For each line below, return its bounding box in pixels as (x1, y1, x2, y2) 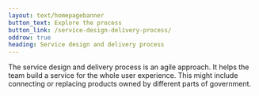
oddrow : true (8, 33, 51, 42)
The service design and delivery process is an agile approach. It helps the (8, 62, 249, 72)
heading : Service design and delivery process (8, 41, 165, 49)
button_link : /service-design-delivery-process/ (8, 26, 172, 34)
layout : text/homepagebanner (8, 11, 105, 20)
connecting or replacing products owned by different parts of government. (8, 79, 252, 89)
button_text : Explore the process (8, 19, 123, 27)
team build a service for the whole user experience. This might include (8, 71, 238, 80)
